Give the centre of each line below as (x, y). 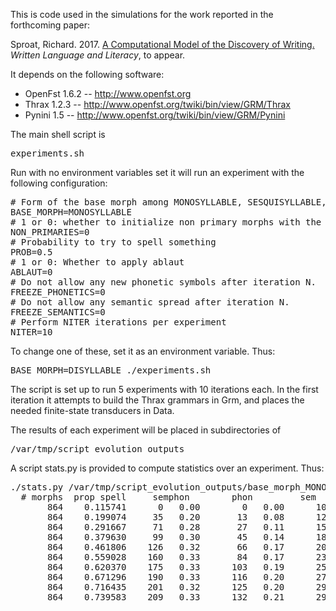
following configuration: (59, 183)
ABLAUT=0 (31, 272)
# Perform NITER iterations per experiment (118, 322)
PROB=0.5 (31, 252)
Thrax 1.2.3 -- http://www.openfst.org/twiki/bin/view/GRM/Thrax (157, 104)
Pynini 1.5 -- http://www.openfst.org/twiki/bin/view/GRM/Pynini (155, 115)
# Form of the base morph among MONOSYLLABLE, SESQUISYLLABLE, (168, 202)
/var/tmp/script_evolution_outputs (97, 449)
